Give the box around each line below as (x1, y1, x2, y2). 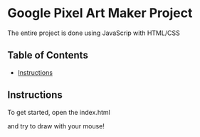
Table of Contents (7, 49, 89, 61)
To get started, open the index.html (7, 108, 110, 116)
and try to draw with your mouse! (7, 121, 105, 130)
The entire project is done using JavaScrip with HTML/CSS (7, 29, 180, 37)
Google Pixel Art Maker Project (7, 5, 193, 21)
